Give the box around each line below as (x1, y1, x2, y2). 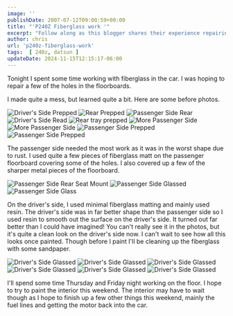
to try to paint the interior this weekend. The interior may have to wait (7, 286, 205, 295)
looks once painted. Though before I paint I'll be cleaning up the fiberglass (7, 237, 220, 245)
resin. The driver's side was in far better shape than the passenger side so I (7, 207, 223, 216)
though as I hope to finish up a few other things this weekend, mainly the (7, 293, 215, 301)
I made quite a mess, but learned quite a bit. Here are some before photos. (7, 95, 221, 103)
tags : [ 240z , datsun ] (7, 49, 79, 56)
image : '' (7, 10, 36, 17)
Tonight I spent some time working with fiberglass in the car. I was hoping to (7, 74, 225, 82)
